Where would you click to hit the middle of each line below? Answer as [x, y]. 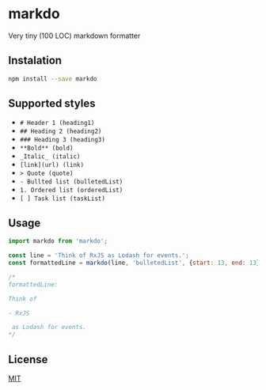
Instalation [35, 61]
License [28, 360]
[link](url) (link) [52, 165]
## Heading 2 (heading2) [61, 131]
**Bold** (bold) [46, 148]
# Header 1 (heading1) [57, 123]
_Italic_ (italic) [50, 157]
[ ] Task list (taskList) [62, 199]
